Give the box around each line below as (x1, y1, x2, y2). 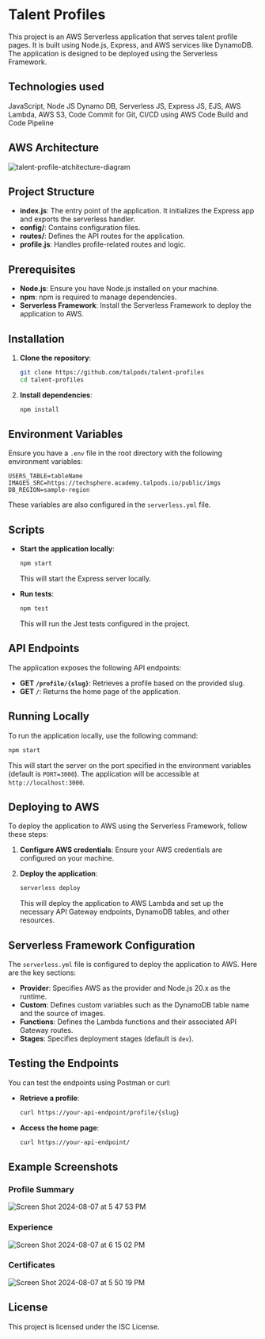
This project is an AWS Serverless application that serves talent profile (8, 32, 238, 41)
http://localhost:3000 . (8, 777, 85, 787)
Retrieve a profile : (19, 1093, 80, 1103)
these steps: (8, 830, 49, 839)
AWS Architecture (8, 141, 100, 155)
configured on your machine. (19, 854, 115, 863)
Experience (8, 1222, 53, 1233)
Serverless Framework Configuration (8, 938, 195, 952)
